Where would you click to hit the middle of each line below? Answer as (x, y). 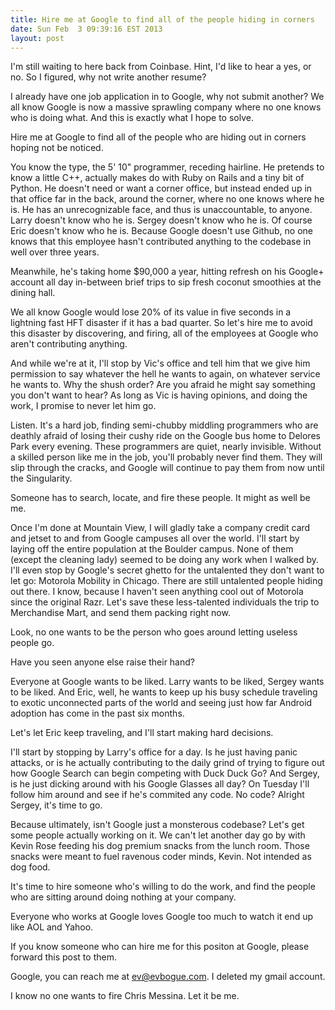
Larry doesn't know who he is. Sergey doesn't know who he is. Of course (161, 220)
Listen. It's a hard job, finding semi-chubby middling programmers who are (164, 425)
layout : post (37, 38)
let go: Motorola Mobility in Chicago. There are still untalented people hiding (166, 581)
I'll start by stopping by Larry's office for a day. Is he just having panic (154, 752)
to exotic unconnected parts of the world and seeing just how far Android (161, 703)
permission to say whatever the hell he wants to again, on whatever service (165, 374)
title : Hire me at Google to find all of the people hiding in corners (162, 19)
